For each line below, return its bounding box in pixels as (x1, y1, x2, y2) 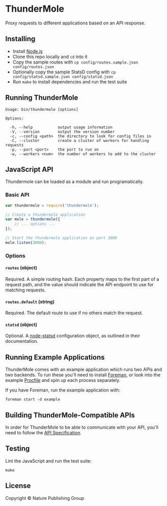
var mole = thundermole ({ (5, 217, 60, 222)
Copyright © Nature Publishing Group (5, 495, 85, 501)
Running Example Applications (5, 353, 105, 362)
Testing (5, 444, 30, 453)
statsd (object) (5, 321, 37, 328)
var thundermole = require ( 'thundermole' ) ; (5, 203, 99, 208)
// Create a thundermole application (5, 212, 86, 217)
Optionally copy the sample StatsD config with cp (12, 69, 116, 75)
